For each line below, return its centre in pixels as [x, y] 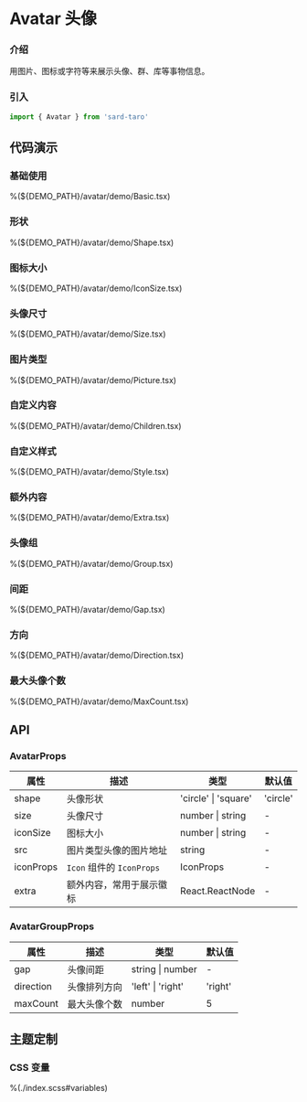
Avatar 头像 [53, 19]
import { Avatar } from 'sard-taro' [79, 117]
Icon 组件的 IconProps [113, 868]
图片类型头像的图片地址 [116, 851]
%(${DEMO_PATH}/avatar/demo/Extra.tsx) [90, 518]
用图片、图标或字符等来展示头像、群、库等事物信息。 [110, 71]
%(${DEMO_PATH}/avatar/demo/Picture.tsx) [93, 380]
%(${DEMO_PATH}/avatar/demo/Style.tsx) [89, 472]
